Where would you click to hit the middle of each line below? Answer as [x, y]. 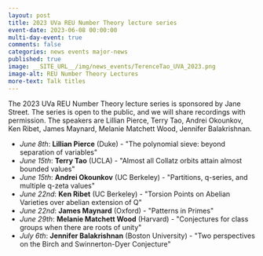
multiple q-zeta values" [57, 185]
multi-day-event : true [45, 37]
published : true [35, 60]
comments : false [35, 45]
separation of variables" [58, 152]
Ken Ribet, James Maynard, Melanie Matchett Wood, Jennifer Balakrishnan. [130, 128]
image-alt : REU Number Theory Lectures [73, 74]
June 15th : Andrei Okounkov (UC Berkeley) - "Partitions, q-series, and [134, 177]
